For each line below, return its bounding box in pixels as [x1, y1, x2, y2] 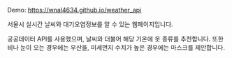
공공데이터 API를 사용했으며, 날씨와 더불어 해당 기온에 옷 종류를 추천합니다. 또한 [7, 35, 224, 43]
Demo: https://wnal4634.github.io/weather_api [7, 6, 142, 14]
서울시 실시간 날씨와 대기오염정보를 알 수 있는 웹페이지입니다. [7, 20, 173, 28]
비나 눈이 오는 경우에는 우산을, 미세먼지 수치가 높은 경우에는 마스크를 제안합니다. [7, 43, 226, 51]
